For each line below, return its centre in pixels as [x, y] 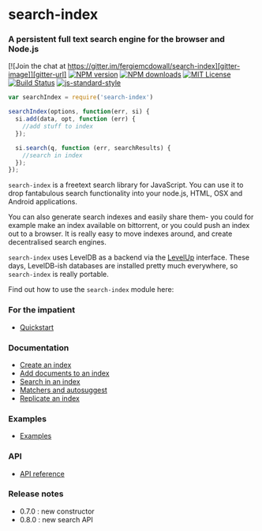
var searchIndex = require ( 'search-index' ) [81, 97]
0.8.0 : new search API [56, 519]
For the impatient [42, 310]
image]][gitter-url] [37, 75]
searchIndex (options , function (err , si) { [79, 112]
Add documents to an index [64, 373]
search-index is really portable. [58, 275]
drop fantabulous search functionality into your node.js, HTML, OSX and [125, 193]
